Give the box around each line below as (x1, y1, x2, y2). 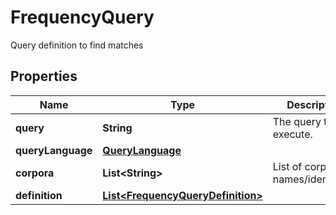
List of (272, 159, 303, 173)
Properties (10, 68, 78, 85)
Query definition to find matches (10, 39, 144, 51)
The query (272, 114, 322, 128)
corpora (15, 166, 55, 180)
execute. (272, 127, 313, 141)
